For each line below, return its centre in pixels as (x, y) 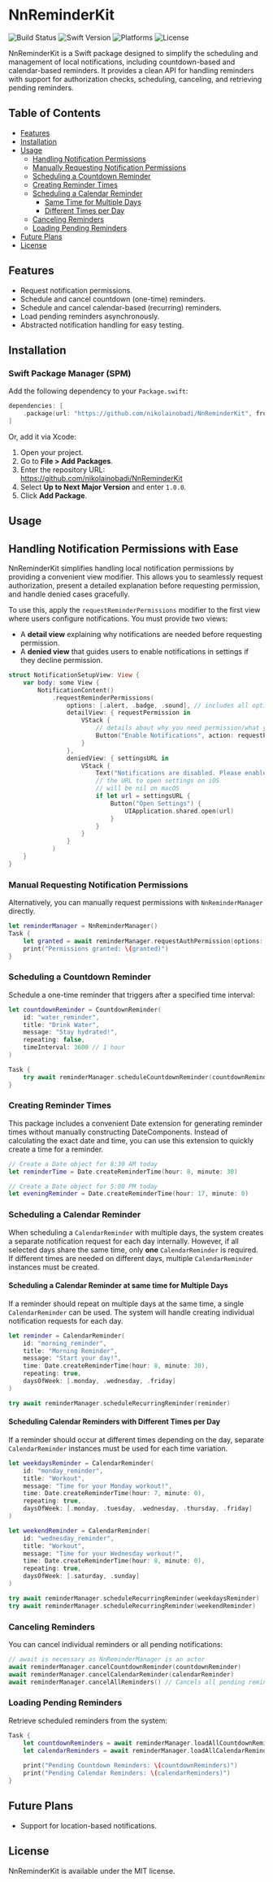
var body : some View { (61, 683)
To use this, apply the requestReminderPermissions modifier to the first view (134, 610)
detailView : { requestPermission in (128, 713)
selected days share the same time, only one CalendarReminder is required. (133, 1250)
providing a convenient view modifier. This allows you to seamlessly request (136, 577)
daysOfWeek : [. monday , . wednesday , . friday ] (100, 1381)
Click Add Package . (54, 495)
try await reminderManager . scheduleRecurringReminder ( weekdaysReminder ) (134, 1598)
